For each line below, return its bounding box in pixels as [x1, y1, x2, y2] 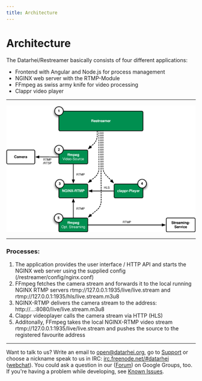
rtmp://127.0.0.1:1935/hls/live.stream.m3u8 [14, 293, 120, 300]
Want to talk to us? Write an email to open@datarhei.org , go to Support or [6, 348, 188, 356]
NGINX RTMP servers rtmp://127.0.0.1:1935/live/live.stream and [14, 286, 171, 294]
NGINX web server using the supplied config [14, 267, 126, 274]
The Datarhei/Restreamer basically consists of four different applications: [6, 56, 188, 63]
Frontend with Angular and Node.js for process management [14, 68, 165, 75]
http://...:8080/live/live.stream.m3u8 [14, 306, 105, 313]
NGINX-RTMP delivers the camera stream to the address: [14, 299, 158, 307]
